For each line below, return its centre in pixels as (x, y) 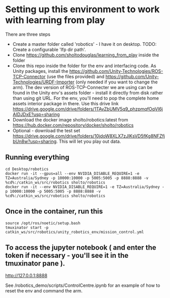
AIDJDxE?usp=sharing (36, 114)
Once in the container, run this (54, 211)
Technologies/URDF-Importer (43, 82)
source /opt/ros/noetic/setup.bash (43, 223)
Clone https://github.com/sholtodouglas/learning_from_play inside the (86, 55)
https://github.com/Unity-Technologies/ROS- (116, 71)
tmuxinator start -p (27, 227)
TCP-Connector (29, 76)
